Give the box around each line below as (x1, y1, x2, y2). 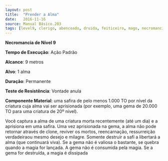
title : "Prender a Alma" (5, 12, 59, 17)
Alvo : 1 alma (5, 68, 31, 75)
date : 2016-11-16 (5, 16, 46, 21)
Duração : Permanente (5, 78, 51, 84)
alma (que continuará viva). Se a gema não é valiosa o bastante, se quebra (5, 139, 159, 145)
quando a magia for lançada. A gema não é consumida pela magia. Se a (5, 144, 153, 150)
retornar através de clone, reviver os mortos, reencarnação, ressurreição (5, 128, 155, 135)
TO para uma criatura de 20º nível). (5, 108, 78, 114)
